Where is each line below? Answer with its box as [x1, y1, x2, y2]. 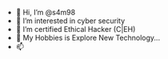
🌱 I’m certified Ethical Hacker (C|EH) [15, 25, 136, 33]
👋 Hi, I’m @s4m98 [15, 8, 76, 17]
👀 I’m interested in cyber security [15, 16, 126, 26]
